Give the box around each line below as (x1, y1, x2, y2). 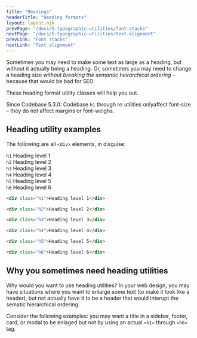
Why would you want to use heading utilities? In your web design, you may (6, 282, 190, 289)
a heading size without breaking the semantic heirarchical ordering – (6, 71, 176, 78)
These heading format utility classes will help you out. (6, 89, 139, 96)
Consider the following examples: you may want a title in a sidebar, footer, (6, 312, 188, 319)
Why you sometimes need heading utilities (6, 266, 168, 276)
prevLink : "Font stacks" (6, 36, 68, 42)
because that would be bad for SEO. (6, 77, 96, 84)
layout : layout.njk (6, 20, 55, 26)
